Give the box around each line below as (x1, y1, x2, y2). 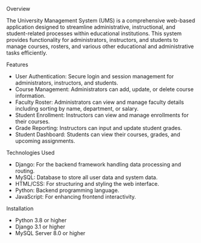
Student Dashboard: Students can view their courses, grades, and (15, 131, 180, 138)
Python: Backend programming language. (15, 187, 120, 194)
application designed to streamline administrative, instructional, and (6, 24, 176, 30)
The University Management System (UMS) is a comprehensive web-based (6, 17, 196, 24)
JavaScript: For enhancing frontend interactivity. (15, 193, 137, 200)
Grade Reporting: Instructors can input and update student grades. (15, 125, 182, 131)
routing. (15, 167, 35, 174)
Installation (6, 205, 34, 212)
